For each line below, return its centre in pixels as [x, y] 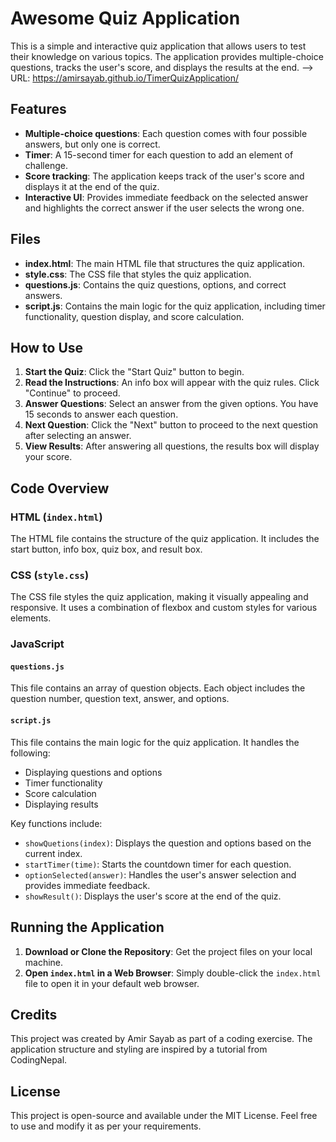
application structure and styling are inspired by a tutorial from [139, 1049]
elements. [31, 618]
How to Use [47, 347]
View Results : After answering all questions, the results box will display [172, 446]
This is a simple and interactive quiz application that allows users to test [158, 46]
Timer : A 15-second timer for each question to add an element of [159, 154]
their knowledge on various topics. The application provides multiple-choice [167, 56]
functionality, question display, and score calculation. [134, 316]
